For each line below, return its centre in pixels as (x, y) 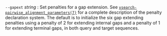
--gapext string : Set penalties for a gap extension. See (62, 7)
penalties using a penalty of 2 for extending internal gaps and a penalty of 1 (83, 23)
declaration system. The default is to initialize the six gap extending (74, 18)
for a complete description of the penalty (120, 12)
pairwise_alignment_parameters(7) (41, 13)
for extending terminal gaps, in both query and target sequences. (72, 28)
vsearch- (128, 7)
